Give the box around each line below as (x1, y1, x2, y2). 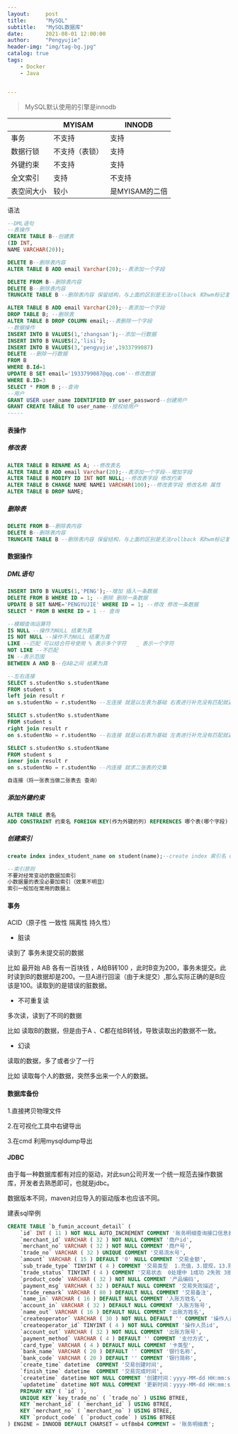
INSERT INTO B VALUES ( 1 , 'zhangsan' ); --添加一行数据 (7, 330, 157, 337)
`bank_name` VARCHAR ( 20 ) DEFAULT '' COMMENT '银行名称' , (20, 1348, 197, 1355)
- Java (20, 69, 40, 77)
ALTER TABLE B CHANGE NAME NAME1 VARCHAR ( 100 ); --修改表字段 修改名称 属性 (7, 481, 221, 489)
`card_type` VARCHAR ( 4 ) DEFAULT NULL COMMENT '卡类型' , (20, 1341, 195, 1349)
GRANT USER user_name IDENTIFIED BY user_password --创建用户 (7, 396, 188, 404)
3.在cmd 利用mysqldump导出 (7, 1136, 93, 1145)
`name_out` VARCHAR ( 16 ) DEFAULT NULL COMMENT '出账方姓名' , (20, 1309, 205, 1316)
